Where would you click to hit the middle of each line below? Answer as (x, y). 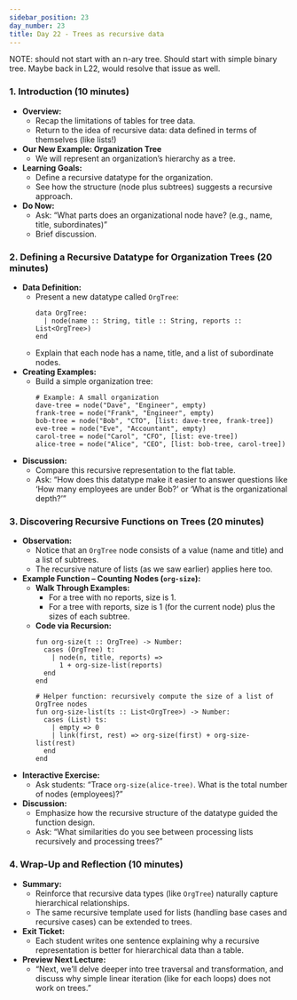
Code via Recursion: (74, 626)
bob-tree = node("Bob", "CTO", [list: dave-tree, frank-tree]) (155, 420)
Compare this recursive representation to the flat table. (136, 470)
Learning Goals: (52, 168)
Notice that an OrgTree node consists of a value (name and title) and (159, 550)
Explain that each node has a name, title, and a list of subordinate (154, 353)
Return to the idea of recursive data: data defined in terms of (146, 130)
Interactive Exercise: (61, 775)
